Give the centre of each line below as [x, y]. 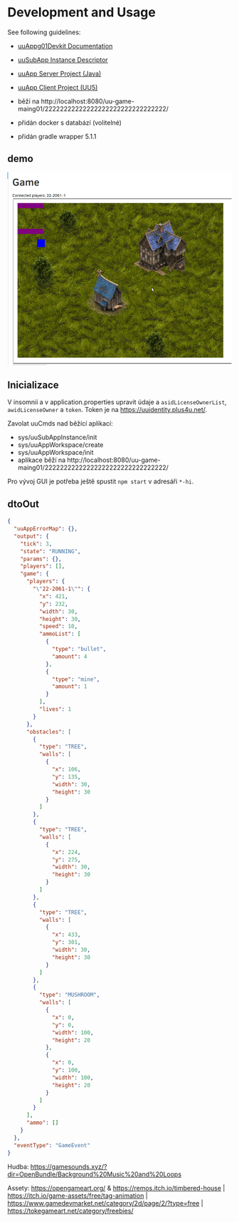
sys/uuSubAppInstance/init [57, 437]
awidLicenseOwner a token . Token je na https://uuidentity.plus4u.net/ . [107, 410]
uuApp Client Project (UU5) [58, 87]
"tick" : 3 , [36, 544]
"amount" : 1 [70, 687]
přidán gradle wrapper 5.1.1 [57, 136]
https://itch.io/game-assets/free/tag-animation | [78, 1196]
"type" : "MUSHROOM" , [69, 995]
